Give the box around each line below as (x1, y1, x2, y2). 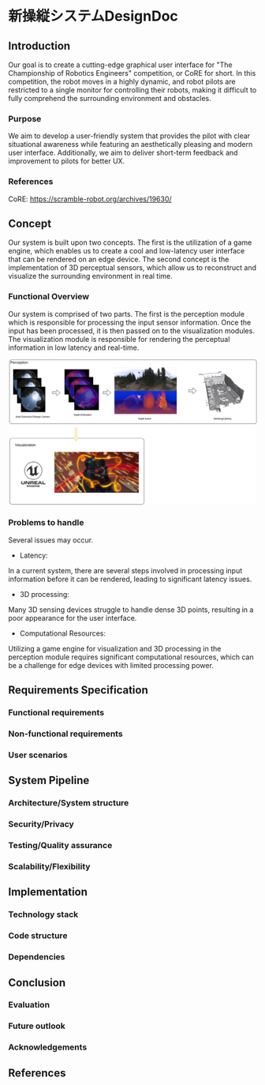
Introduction (8, 39, 71, 52)
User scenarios (8, 749, 68, 760)
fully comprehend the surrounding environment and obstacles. (8, 94, 211, 103)
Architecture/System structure (8, 798, 129, 809)
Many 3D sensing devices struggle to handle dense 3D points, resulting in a (8, 605, 254, 614)
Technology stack (8, 909, 79, 920)
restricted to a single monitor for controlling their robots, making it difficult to (8, 85, 257, 95)
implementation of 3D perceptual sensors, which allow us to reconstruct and (8, 263, 257, 272)
